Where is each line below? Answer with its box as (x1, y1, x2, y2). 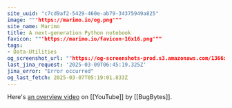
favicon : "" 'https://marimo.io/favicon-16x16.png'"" (7, 36, 162, 43)
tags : (7, 42, 23, 49)
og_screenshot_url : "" (7, 55, 72, 62)
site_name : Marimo (7, 23, 60, 30)
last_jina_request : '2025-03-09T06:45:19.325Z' (7, 61, 147, 68)
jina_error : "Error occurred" (7, 67, 95, 74)
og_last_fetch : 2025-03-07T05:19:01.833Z (7, 74, 128, 81)
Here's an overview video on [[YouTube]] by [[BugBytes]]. (7, 93, 173, 101)
